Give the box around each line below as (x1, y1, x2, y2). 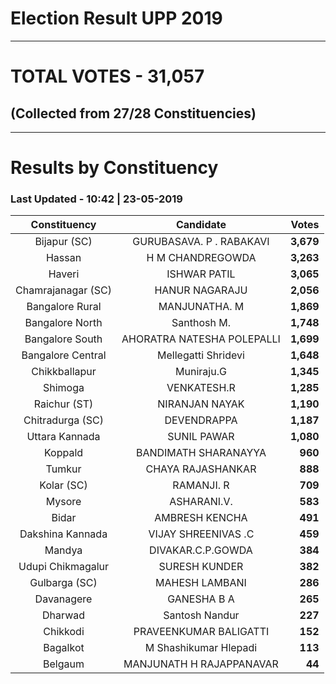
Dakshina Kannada (19, 527, 108, 541)
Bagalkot (43, 641, 85, 655)
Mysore (45, 495, 82, 509)
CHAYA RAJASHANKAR (145, 462, 257, 476)
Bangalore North (24, 316, 103, 330)
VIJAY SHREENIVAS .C (148, 527, 255, 541)
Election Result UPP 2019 (10, 7, 223, 30)
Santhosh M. (171, 316, 231, 330)
